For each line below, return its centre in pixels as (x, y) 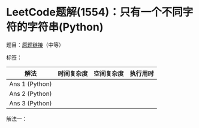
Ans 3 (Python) (31, 103)
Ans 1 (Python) (31, 84)
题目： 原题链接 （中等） (35, 45)
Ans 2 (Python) (31, 93)
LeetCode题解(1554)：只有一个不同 (94, 12)
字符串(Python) (65, 27)
